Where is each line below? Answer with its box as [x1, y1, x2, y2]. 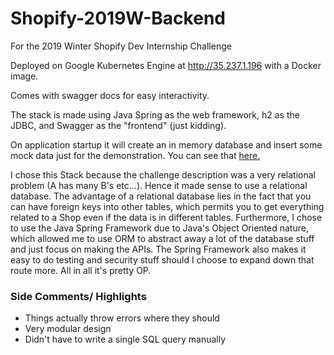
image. [10, 70, 39, 82]
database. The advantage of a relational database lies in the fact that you [10, 190, 312, 202]
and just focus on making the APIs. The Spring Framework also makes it [10, 243, 307, 255]
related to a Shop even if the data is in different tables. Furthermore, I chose [10, 211, 323, 223]
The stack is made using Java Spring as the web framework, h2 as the [10, 108, 300, 121]
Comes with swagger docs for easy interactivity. [10, 89, 210, 101]
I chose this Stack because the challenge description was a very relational [10, 168, 316, 181]
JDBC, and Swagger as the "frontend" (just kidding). [10, 119, 227, 131]
